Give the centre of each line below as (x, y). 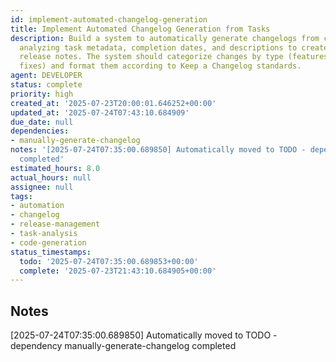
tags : (21, 196)
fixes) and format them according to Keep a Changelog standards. (160, 66)
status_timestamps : (51, 252)
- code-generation (48, 242)
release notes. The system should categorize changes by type (151, 57)
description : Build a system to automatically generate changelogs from (165, 38)
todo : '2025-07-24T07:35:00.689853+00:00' (109, 261)
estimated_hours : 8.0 (55, 168)
